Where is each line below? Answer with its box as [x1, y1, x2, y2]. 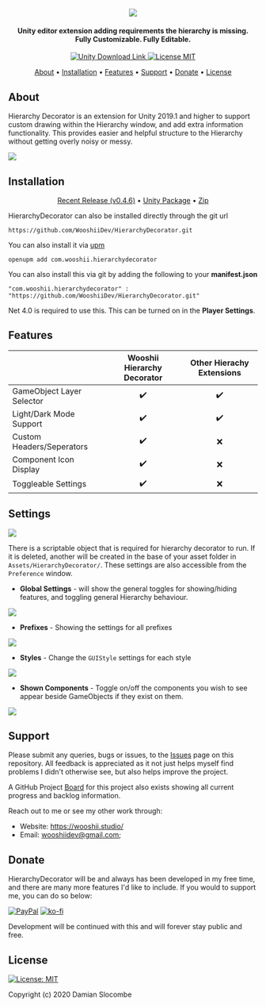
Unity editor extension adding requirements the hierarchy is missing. [17, 25, 249, 35]
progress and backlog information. [8, 791, 121, 801]
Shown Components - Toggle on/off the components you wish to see [19, 682, 248, 693]
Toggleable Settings [12, 479, 87, 490]
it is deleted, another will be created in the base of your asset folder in [8, 552, 237, 561]
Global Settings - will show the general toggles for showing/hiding [19, 583, 237, 594]
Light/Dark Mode [12, 408, 75, 419]
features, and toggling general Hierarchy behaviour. [19, 592, 188, 602]
